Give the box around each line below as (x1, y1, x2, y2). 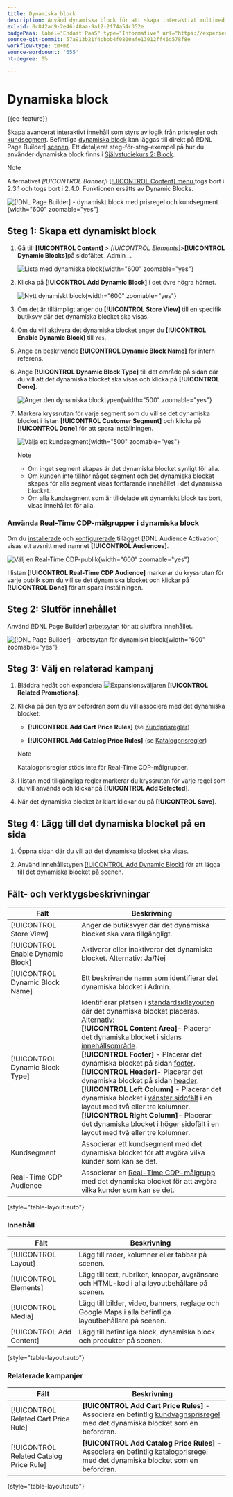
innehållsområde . (80, 1041, 137, 1051)
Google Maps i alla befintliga (78, 1307, 171, 1317)
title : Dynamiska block (7, 10, 76, 17)
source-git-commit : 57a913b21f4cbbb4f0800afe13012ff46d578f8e (7, 36, 191, 43)
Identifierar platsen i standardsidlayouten (80, 998, 215, 1007)
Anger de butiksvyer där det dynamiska (80, 920, 210, 930)
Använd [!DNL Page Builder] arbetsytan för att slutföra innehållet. (7, 622, 193, 630)
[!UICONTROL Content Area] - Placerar (80, 1024, 212, 1034)
